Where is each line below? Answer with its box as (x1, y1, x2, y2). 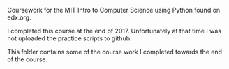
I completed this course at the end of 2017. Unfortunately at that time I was (7, 27, 222, 35)
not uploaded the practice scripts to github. (7, 34, 132, 43)
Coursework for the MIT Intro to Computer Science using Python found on (7, 6, 221, 14)
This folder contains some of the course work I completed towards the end (7, 48, 222, 56)
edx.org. (7, 13, 31, 22)
